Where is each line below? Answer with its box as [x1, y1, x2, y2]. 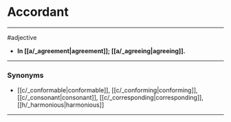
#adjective [7, 33, 37, 41]
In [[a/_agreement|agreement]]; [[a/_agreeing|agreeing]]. [16, 46, 186, 55]
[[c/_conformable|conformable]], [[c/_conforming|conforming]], [16, 86, 198, 94]
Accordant [7, 4, 69, 20]
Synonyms [7, 70, 44, 80]
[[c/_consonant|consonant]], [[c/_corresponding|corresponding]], [16, 94, 204, 102]
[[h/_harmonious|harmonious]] [16, 101, 104, 109]
